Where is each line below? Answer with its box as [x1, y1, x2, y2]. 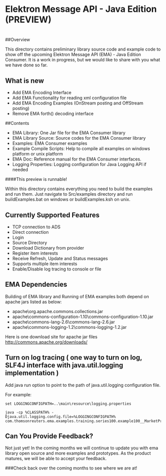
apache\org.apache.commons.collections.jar [12, 308, 103, 314]
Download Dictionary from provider [12, 245, 84, 251]
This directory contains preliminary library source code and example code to [5, 46, 161, 53]
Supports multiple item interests [12, 261, 78, 266]
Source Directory [12, 240, 47, 246]
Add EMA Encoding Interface [12, 90, 72, 96]
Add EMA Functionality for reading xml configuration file [12, 95, 127, 101]
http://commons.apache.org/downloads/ [5, 339, 88, 345]
